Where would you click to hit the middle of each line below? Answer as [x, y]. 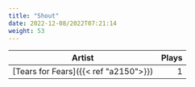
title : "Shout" [34, 16]
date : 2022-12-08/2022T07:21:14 [62, 23]
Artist [83, 58]
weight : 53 [27, 31]
